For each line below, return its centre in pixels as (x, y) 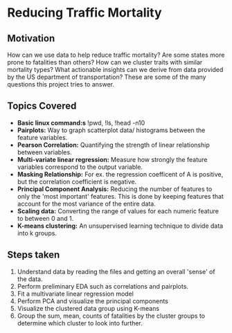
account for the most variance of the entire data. (86, 204)
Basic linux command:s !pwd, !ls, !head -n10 (81, 123)
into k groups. (37, 233)
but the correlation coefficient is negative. (77, 181)
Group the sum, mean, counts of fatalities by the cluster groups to (111, 316)
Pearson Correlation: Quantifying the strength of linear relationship (113, 145)
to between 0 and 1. (45, 218)
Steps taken (34, 255)
